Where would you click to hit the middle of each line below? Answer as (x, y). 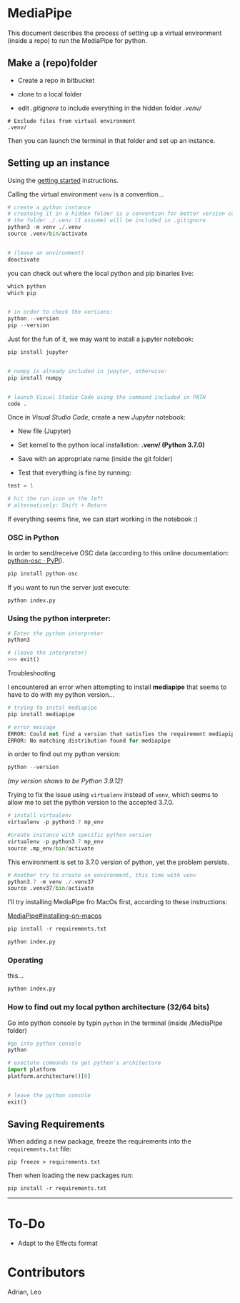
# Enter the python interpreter (55, 633)
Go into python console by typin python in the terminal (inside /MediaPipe (115, 1023)
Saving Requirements (56, 1125)
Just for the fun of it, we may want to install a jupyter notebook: (101, 339)
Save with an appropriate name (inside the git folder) (95, 459)
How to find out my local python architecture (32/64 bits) (109, 1007)
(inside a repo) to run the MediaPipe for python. (77, 40)
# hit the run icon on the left (55, 499)
